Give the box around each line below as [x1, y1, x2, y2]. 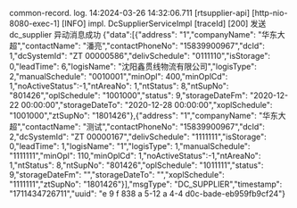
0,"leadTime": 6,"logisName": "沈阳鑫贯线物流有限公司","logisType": [9, 62, 257, 71]
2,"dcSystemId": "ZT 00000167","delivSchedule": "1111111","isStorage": [9, 131, 268, 142]
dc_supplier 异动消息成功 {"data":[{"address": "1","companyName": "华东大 [9, 29, 285, 39]
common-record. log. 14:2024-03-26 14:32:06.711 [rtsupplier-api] [9, 8, 251, 18]
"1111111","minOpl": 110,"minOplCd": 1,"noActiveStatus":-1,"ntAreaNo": [9, 151, 261, 161]
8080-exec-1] [9, 18, 61, 29]
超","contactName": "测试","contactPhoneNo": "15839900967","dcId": [9, 121, 266, 132]
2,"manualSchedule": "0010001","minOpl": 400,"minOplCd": [9, 71, 228, 81]
